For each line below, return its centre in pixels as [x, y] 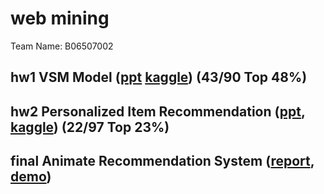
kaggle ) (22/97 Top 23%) [90, 127]
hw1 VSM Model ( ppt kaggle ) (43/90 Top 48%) [159, 77]
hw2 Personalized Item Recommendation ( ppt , [158, 111]
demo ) [31, 177]
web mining [60, 18]
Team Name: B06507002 [62, 46]
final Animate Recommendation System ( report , [162, 161]
